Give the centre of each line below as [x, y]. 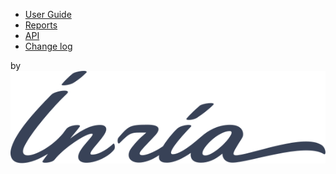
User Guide [48, 14]
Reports [41, 25]
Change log [48, 46]
